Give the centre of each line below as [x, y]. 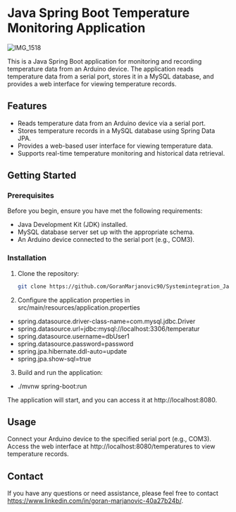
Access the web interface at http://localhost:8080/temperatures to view [111, 446]
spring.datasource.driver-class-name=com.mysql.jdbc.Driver [106, 321]
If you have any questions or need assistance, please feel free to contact [113, 494]
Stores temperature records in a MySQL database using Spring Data [116, 130]
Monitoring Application [76, 28]
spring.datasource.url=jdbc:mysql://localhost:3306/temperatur [108, 328]
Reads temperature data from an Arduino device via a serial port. [111, 123]
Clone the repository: [48, 273]
